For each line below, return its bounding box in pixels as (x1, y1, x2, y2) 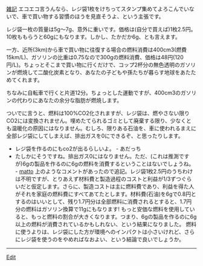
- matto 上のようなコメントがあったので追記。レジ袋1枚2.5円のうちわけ (14, 168, 193, 175)
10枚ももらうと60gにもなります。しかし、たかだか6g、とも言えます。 (6, 33, 181, 41)
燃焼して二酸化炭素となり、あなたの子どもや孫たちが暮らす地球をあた (16, 69, 192, 76)
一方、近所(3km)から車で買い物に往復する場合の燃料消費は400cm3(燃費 (6, 46, 187, 53)
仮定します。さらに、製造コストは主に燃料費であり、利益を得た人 (31, 183, 195, 190)
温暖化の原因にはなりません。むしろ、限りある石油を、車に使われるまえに (11, 125, 196, 132)
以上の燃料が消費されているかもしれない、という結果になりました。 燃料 (14, 221, 197, 228)
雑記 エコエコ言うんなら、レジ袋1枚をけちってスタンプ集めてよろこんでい (6, 5, 189, 12)
